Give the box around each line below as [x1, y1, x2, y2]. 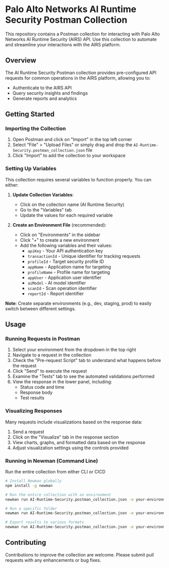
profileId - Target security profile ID [27, 258, 104, 264]
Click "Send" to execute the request [12, 368, 87, 374]
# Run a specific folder [5, 506, 57, 511]
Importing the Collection [5, 125, 66, 132]
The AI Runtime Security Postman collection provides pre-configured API [5, 69, 157, 76]
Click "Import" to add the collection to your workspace [12, 153, 126, 159]
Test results [20, 395, 44, 401]
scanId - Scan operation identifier [27, 285, 97, 291]
